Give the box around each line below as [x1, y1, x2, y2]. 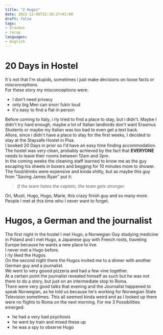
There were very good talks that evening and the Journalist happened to [5, 283, 151, 289]
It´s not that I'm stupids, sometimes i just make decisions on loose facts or [5, 77, 154, 82]
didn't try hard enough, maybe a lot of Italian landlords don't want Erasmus [5, 121, 156, 128]
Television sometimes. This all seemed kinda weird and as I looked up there [5, 294, 158, 300]
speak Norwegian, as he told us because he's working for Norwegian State [5, 288, 156, 294]
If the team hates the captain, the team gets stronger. [17, 183, 125, 189]
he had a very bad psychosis [12, 313, 71, 319]
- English [5, 39, 25, 44]
